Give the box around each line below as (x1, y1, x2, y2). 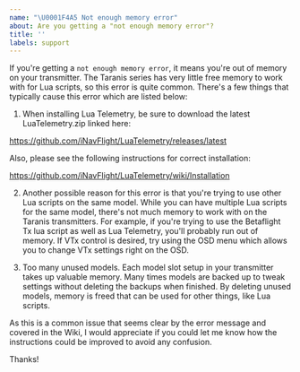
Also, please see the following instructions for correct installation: (9, 153, 251, 164)
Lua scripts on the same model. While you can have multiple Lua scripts (21, 197, 287, 208)
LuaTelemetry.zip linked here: (21, 118, 132, 129)
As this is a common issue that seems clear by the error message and (9, 317, 267, 328)
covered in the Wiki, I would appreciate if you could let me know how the (9, 327, 278, 338)
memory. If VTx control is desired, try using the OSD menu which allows (21, 235, 288, 247)
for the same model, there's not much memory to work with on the (21, 207, 268, 218)
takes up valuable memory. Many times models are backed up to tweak (21, 272, 286, 282)
